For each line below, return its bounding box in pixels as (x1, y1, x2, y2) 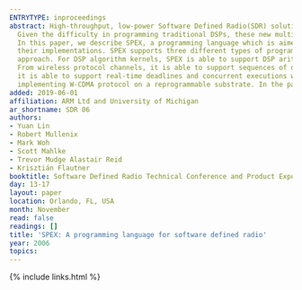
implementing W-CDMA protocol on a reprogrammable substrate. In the (17, 80, 283, 89)
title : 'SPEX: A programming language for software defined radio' (9, 230, 268, 239)
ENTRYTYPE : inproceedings (9, 13, 106, 22)
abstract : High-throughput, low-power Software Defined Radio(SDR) (9, 22, 268, 31)
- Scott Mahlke (9, 146, 67, 155)
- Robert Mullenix (9, 130, 78, 139)
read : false (9, 213, 54, 223)
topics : (9, 247, 39, 256)
